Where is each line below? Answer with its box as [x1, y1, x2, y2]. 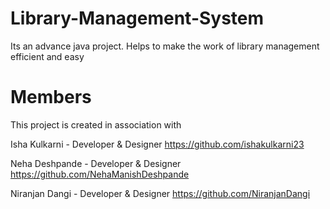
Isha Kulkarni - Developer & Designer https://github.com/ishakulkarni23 [10, 138, 305, 150]
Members [10, 86, 92, 109]
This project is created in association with [10, 118, 182, 131]
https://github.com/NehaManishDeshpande [10, 168, 190, 180]
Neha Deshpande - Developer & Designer [10, 157, 182, 169]
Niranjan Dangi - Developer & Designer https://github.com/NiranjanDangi [10, 187, 311, 199]
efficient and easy [10, 50, 85, 62]
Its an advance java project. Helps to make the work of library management [10, 40, 320, 52]
